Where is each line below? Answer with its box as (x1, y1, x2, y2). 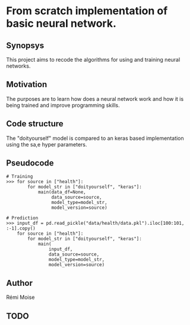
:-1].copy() (6, 225, 36, 232)
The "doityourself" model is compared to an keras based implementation (6, 135, 184, 142)
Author (6, 278, 33, 288)
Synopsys (6, 40, 45, 50)
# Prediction (6, 215, 39, 221)
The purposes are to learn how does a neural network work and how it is (6, 95, 184, 102)
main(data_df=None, (37, 189, 86, 195)
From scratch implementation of (6, 4, 168, 18)
